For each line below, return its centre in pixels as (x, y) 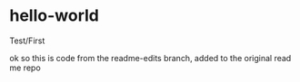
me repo (25, 68)
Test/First (27, 41)
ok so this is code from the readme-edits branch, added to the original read (150, 58)
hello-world (55, 16)
